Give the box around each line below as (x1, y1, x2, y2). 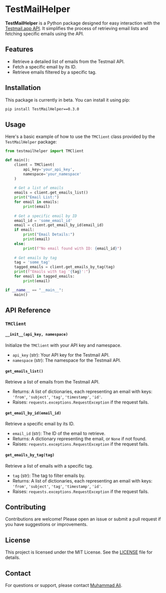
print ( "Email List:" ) (14, 195, 59, 200)
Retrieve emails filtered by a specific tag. (12, 69, 96, 75)
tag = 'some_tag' (14, 260, 50, 265)
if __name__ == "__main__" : (5, 287, 64, 292)
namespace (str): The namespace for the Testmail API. (12, 357, 121, 363)
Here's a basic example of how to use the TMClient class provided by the (5, 133, 155, 139)
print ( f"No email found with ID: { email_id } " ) (23, 246, 122, 251)
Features (5, 45, 33, 53)
